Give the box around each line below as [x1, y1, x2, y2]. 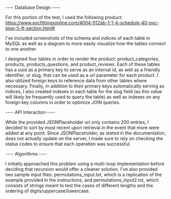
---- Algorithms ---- [5, 151, 47, 157]
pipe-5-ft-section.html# [5, 25, 55, 31]
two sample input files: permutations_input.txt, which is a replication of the [5, 171, 162, 178]
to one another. [5, 46, 37, 52]
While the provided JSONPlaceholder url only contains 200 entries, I [5, 119, 149, 125]
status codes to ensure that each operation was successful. [5, 141, 131, 147]
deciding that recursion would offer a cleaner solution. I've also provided [5, 166, 158, 172]
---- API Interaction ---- [5, 109, 56, 115]
